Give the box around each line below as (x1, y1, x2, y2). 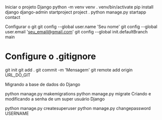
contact (5, 15, 20, 20)
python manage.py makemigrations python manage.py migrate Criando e (5, 90, 151, 96)
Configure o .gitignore (5, 51, 96, 62)
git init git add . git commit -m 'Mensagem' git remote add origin (5, 67, 133, 73)
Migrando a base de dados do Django (5, 81, 81, 87)
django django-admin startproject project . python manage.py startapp (5, 9, 146, 15)
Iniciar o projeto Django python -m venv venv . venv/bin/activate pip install (5, 4, 154, 10)
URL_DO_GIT (5, 72, 31, 78)
